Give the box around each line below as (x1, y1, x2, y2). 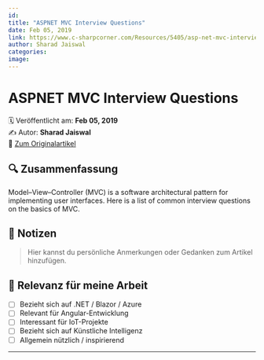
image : (8, 56, 30, 64)
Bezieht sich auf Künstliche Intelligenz (19, 326, 143, 336)
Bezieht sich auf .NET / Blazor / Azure (19, 299, 142, 309)
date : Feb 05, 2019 (8, 26, 72, 34)
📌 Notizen (8, 227, 57, 241)
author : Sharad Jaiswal (8, 41, 86, 49)
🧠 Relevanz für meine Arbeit (8, 278, 148, 292)
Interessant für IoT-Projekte (19, 318, 108, 327)
